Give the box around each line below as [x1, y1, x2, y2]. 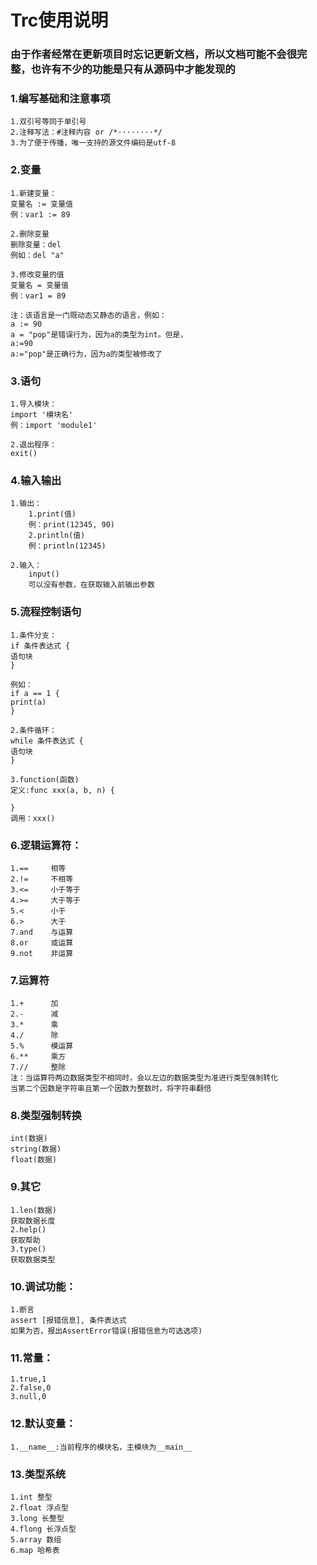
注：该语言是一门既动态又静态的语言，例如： [10, 310, 167, 320]
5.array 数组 [10, 1534, 62, 1545]
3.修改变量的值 [10, 269, 65, 280]
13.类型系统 [10, 1467, 67, 1481]
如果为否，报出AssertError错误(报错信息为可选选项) [10, 1326, 203, 1336]
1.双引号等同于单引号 [10, 117, 87, 127]
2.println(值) [28, 531, 86, 541]
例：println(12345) [28, 541, 107, 551]
